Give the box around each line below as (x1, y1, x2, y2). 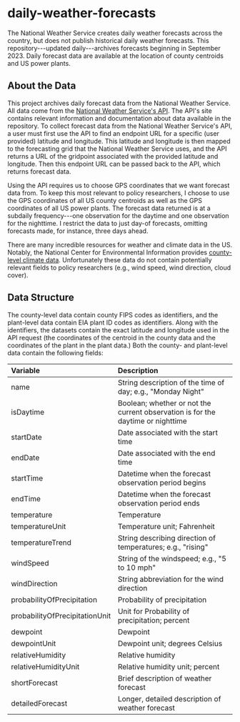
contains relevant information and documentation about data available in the (7, 114, 231, 122)
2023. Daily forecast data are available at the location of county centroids (7, 51, 224, 60)
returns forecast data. (7, 167, 71, 176)
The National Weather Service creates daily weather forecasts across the (7, 29, 223, 37)
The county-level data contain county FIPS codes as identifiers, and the (7, 310, 219, 319)
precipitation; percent (117, 615, 190, 625)
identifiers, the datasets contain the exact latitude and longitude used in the (7, 325, 230, 334)
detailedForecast (11, 698, 68, 708)
